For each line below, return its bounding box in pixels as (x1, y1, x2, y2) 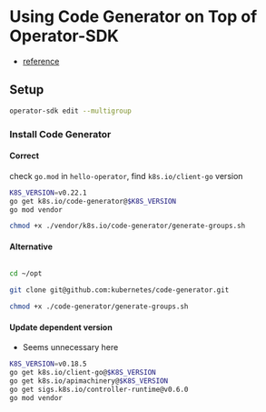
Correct (9, 150, 39, 161)
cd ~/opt (9, 269, 43, 278)
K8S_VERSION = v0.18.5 (9, 359, 88, 369)
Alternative (9, 241, 53, 252)
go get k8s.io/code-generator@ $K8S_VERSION (9, 196, 177, 206)
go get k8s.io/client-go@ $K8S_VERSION (9, 368, 156, 377)
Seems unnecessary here (22, 342, 119, 353)
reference (22, 55, 60, 66)
